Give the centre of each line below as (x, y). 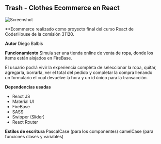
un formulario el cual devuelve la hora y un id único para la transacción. (76, 77)
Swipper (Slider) (28, 117)
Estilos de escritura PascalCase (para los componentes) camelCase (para (79, 131)
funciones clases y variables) (34, 136)
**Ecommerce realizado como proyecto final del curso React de (69, 29)
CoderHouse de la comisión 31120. (40, 34)
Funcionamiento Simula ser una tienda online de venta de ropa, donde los (79, 53)
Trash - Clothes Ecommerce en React (62, 8)
